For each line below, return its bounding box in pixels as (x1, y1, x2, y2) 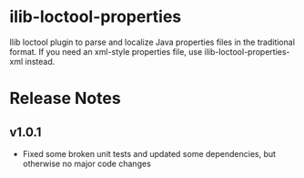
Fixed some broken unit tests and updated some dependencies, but (22, 148, 276, 159)
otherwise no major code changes (22, 158, 152, 169)
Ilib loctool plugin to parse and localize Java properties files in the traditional (9, 37, 296, 47)
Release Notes (9, 89, 121, 109)
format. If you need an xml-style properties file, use (9, 46, 203, 57)
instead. (25, 56, 56, 67)
